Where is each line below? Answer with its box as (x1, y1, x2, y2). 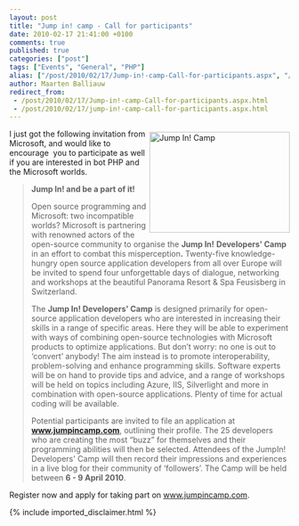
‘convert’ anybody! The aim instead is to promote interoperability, (30, 351, 271, 362)
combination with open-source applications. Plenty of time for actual (30, 389, 283, 399)
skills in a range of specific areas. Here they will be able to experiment (30, 323, 289, 333)
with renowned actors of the (30, 229, 135, 241)
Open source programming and (30, 201, 147, 212)
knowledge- (230, 249, 276, 259)
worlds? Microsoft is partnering (30, 220, 147, 231)
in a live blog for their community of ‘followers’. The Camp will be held (30, 463, 287, 473)
